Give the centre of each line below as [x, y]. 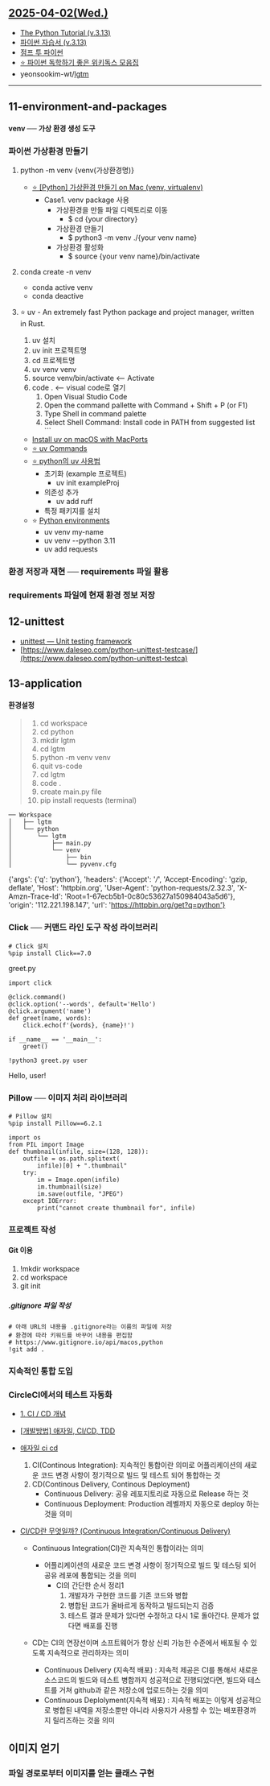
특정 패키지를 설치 [72, 511]
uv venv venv [54, 370]
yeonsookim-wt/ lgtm [55, 74]
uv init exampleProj [88, 483]
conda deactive [58, 296]
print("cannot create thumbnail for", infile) [117, 1208]
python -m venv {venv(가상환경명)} [77, 170]
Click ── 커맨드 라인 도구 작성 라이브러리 [83, 928]
